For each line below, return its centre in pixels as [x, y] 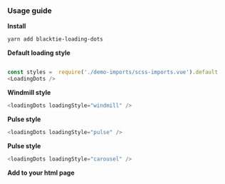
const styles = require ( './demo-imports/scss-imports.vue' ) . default [113, 72]
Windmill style [29, 92]
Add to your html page [41, 173]
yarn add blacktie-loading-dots [55, 39]
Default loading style [39, 53]
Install [17, 26]
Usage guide [30, 11]
